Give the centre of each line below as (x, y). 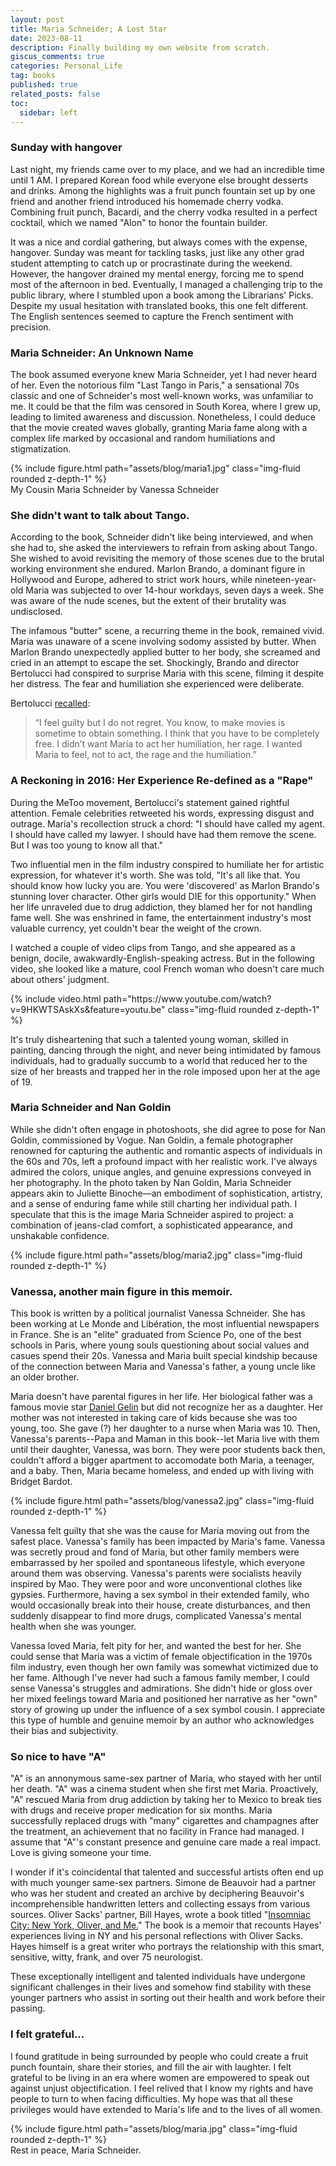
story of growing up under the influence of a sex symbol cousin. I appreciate (168, 1710)
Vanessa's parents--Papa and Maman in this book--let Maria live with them (165, 1439)
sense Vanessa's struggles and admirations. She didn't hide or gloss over (161, 1688)
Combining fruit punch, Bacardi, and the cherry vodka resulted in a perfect (164, 212)
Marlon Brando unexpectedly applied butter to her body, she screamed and (165, 652)
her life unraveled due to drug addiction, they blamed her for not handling (161, 907)
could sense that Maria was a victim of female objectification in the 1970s (161, 1657)
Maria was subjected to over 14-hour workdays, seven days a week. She (175, 590)
